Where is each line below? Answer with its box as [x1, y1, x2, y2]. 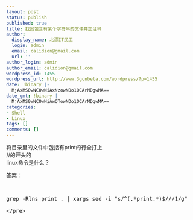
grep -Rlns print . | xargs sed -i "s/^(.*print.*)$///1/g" [6, 195, 188, 202]
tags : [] [6, 121, 28, 127]
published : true [6, 20, 47, 26]
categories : [6, 104, 36, 110]
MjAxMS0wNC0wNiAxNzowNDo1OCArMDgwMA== [11, 87, 110, 93]
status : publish [6, 14, 47, 20]
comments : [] [6, 127, 39, 133]
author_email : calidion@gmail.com [6, 64, 93, 71]
